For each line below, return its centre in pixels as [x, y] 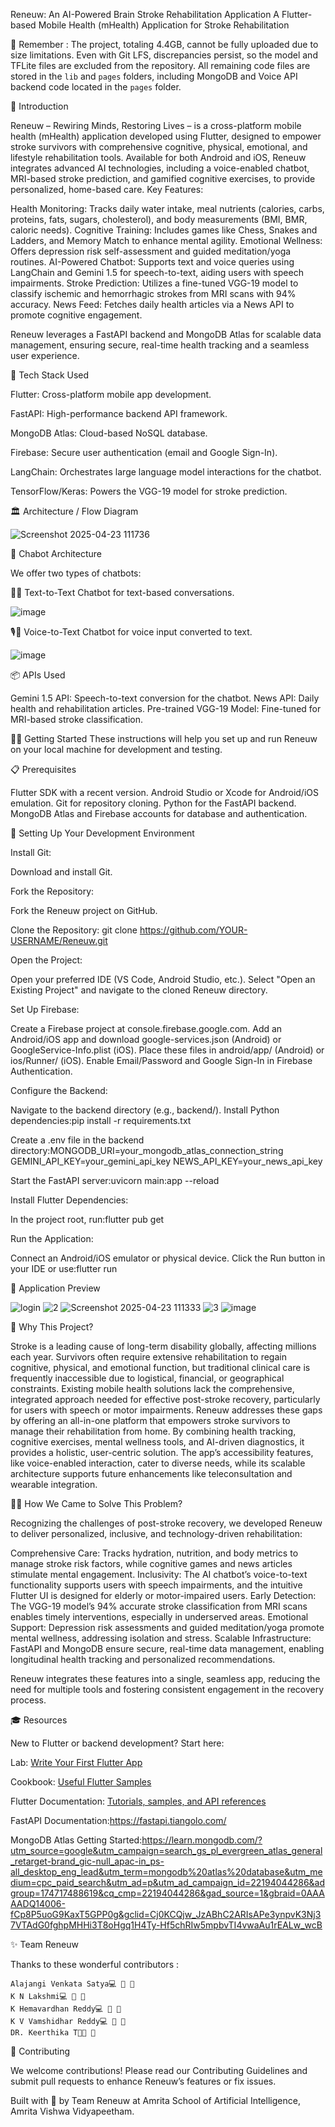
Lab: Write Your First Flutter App [76, 1762]
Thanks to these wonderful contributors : [94, 1964]
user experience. [45, 355]
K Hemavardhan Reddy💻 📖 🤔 [66, 2009]
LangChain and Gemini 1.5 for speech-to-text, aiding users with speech [157, 272]
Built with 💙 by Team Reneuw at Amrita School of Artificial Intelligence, [155, 2100]
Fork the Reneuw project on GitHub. [84, 910]
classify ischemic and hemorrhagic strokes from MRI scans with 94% [153, 293]
